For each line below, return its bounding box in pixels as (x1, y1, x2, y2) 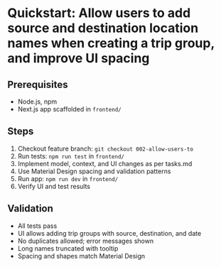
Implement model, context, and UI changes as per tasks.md (17, 159, 193, 168)
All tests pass (17, 222, 58, 230)
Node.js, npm (17, 97, 58, 106)
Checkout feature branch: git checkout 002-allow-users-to (17, 144, 194, 153)
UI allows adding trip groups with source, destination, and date (17, 229, 202, 237)
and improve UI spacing (7, 50, 150, 67)
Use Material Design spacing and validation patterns (17, 167, 171, 175)
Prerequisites (7, 78, 68, 90)
